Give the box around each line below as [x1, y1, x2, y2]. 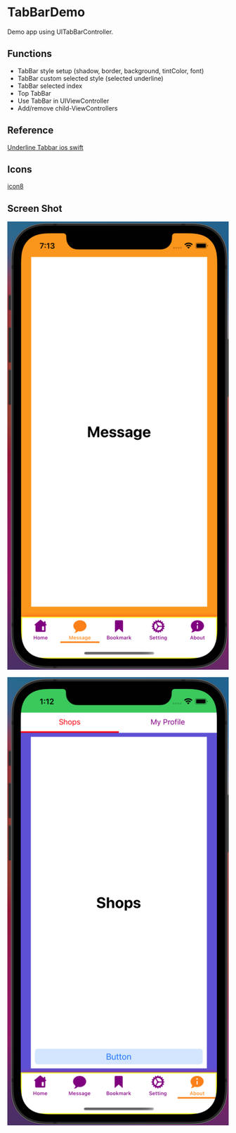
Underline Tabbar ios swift [7, 143, 84, 151]
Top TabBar [17, 89, 51, 97]
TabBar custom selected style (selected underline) [17, 74, 164, 82]
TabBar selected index [17, 82, 83, 90]
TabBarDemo [7, 4, 86, 20]
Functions [7, 48, 53, 60]
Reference [7, 125, 54, 137]
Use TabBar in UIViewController [17, 96, 110, 105]
